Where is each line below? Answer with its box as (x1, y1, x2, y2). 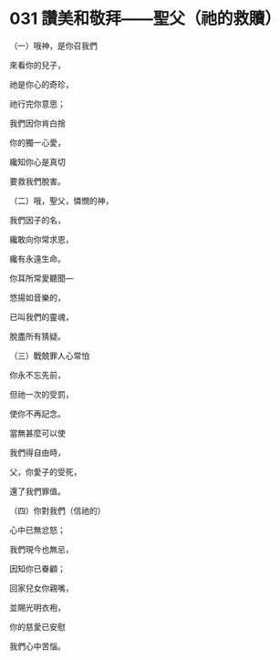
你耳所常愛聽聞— (9, 273, 74, 284)
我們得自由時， (9, 447, 66, 458)
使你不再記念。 (9, 407, 66, 419)
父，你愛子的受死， (9, 466, 82, 477)
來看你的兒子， (9, 59, 66, 70)
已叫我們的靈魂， (9, 311, 74, 322)
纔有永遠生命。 (9, 253, 66, 264)
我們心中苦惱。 (9, 640, 66, 652)
